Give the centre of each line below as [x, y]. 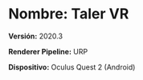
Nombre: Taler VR [69, 14]
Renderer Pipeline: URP [48, 51]
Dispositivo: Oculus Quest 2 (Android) [72, 67]
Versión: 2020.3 [35, 36]
